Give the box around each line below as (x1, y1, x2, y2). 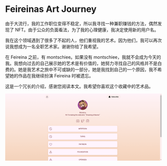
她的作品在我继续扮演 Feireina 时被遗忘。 (9, 73, 93, 79)
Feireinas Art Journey (5, 3, 97, 15)
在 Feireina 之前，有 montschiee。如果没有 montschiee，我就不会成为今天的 (5, 54, 162, 60)
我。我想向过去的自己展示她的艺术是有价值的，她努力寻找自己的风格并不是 (5, 60, 158, 66)
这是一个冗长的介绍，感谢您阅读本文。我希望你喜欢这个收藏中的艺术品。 (5, 83, 153, 89)
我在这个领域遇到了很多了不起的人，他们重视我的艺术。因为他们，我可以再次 (5, 37, 162, 43)
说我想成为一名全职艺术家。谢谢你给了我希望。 (5, 43, 101, 49)
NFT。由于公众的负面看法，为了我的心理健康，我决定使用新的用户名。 (14, 26, 159, 33)
